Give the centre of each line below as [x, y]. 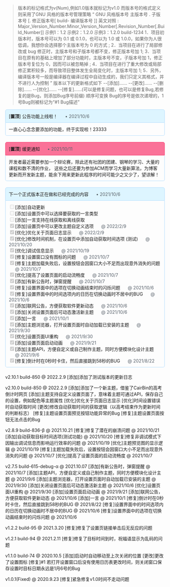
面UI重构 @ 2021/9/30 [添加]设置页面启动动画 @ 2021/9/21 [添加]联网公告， [84, 492]
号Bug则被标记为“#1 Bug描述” [49, 102]
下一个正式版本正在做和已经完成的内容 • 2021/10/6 [65, 194]
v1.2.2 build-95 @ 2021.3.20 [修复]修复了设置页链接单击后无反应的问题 [79, 528]
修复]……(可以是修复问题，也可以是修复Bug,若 [111, 89]
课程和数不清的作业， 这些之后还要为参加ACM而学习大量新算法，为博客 [83, 168]
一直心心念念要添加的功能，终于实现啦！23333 [58, 129]
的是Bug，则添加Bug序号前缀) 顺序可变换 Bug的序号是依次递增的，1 [93, 96]
